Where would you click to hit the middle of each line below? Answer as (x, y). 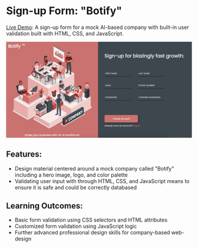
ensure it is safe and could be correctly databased (76, 187)
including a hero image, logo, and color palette (71, 175)
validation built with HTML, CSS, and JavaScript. (65, 33)
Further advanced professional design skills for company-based (92, 233)
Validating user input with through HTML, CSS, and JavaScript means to (102, 181)
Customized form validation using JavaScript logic (76, 226)
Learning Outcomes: (44, 206)
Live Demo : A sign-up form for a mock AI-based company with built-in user (98, 27)
